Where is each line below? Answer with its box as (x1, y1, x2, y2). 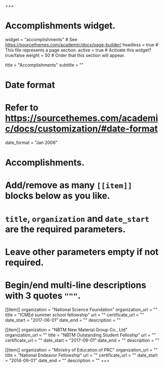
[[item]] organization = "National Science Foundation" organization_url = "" (5, 306, 158, 312)
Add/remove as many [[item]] (5, 180, 132, 191)
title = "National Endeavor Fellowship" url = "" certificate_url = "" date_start (5, 352, 158, 358)
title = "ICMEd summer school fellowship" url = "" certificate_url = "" (5, 311, 144, 318)
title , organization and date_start (5, 213, 150, 224)
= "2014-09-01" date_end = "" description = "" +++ (5, 357, 110, 363)
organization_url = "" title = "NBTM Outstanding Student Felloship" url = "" (5, 332, 156, 338)
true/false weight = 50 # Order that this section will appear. (5, 52, 125, 58)
